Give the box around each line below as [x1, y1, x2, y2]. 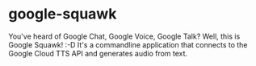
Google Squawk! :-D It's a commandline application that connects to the [8, 39, 248, 49]
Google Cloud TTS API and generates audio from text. [8, 48, 188, 58]
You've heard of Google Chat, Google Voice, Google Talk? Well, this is [8, 31, 241, 41]
